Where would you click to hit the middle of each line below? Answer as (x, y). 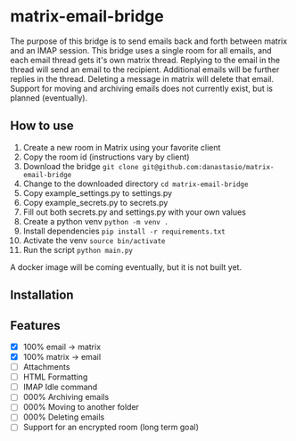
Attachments (46, 367)
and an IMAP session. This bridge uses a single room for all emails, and (141, 50)
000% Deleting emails (64, 417)
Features (35, 326)
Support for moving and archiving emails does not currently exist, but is (141, 88)
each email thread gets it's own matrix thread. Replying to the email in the (145, 60)
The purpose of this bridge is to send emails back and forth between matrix (149, 41)
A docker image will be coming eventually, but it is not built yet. (126, 267)
